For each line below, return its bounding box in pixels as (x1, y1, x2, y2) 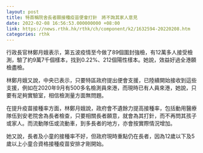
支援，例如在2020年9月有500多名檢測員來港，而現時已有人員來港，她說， (6, 84, 192, 91)
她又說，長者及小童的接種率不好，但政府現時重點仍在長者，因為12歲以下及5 (6, 132, 195, 140)
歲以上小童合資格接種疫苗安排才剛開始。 (6, 140, 107, 148)
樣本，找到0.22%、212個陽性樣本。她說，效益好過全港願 (54, 56, 196, 63)
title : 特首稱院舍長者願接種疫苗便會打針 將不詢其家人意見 (6, 15, 138, 21)
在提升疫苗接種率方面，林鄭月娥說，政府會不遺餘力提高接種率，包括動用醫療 (6, 105, 197, 112)
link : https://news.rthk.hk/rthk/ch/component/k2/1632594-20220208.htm (6, 25, 190, 32)
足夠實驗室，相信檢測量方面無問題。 (16, 92, 107, 99)
